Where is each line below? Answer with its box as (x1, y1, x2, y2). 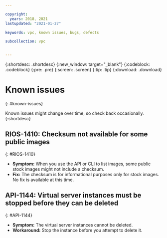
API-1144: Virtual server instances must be (5, 191, 142, 200)
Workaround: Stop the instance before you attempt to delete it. (12, 227, 143, 233)
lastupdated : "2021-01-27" (5, 21, 61, 26)
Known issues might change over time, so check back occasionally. (5, 110, 144, 116)
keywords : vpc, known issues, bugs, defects (5, 30, 99, 35)
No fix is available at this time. (12, 177, 74, 183)
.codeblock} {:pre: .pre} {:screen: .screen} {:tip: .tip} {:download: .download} (5, 67, 162, 73)
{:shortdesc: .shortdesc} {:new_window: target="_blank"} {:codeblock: (5, 61, 151, 67)
